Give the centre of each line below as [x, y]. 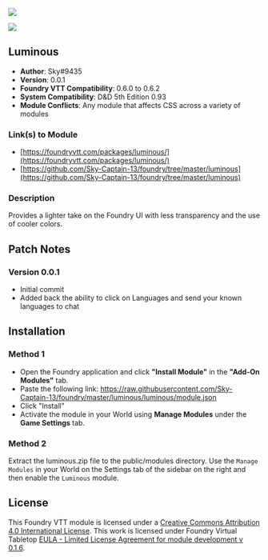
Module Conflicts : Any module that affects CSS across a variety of [130, 105]
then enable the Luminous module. [64, 478]
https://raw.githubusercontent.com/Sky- [166, 389]
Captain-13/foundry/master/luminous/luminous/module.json [118, 397]
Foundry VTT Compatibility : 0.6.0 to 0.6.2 [90, 88]
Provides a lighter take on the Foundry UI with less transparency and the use [134, 215]
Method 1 [27, 354]
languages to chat [50, 306]
